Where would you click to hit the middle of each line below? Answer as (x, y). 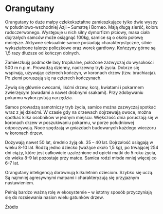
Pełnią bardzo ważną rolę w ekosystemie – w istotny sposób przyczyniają (79, 192)
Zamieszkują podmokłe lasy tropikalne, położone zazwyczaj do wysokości (80, 62)
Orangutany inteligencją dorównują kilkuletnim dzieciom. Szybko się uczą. (79, 172)
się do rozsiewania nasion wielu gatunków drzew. (54, 197)
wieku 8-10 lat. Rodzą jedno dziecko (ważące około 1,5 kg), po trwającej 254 (82, 147)
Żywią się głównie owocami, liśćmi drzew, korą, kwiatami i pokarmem (74, 87)
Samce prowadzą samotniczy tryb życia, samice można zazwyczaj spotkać (81, 107)
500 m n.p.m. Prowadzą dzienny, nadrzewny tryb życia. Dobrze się (72, 67)
